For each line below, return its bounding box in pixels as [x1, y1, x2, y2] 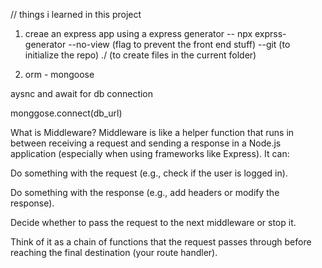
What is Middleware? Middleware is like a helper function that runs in [10, 127, 295, 138]
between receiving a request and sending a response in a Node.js [10, 137, 282, 149]
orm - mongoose [24, 69, 95, 80]
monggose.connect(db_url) [10, 107, 123, 119]
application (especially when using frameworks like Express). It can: [10, 148, 290, 159]
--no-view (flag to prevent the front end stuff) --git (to [68, 39, 291, 50]
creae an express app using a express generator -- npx [24, 28, 253, 39]
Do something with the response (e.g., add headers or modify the [10, 187, 280, 198]
